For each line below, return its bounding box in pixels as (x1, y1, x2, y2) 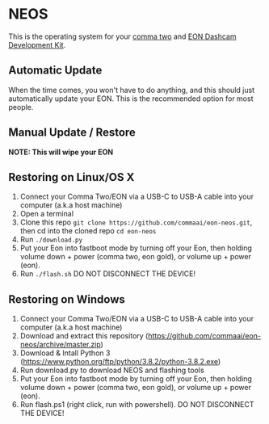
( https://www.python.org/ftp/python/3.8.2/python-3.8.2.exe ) (19, 357, 221, 367)
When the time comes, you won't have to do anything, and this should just (8, 85, 255, 94)
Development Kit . (8, 40, 66, 49)
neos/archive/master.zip (19, 340, 101, 350)
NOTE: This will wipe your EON (8, 147, 114, 157)
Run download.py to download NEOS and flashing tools (19, 365, 204, 376)
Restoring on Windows (8, 292, 125, 306)
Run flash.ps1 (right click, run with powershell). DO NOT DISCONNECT (19, 400, 254, 409)
